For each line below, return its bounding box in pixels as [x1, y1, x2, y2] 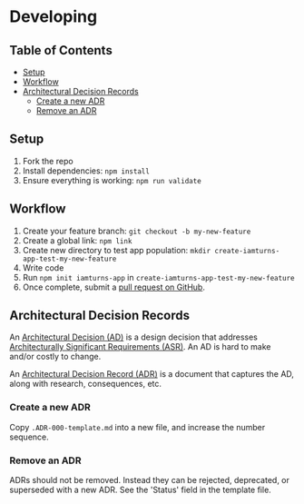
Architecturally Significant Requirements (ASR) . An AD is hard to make [9, 341, 271, 352]
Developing [9, 6, 98, 27]
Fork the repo [22, 155, 74, 166]
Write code [22, 262, 64, 273]
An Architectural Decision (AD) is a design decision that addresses [9, 331, 259, 342]
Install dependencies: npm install [22, 165, 150, 176]
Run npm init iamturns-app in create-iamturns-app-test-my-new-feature [22, 272, 295, 282]
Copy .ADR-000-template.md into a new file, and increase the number [9, 421, 266, 432]
